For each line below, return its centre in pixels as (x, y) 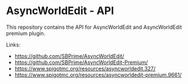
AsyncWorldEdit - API (60, 11)
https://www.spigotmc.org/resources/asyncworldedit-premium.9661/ (98, 75)
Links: (13, 45)
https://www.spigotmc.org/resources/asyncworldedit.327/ (85, 68)
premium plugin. (26, 33)
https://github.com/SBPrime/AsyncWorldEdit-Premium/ (81, 62)
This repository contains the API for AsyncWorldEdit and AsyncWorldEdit (94, 27)
